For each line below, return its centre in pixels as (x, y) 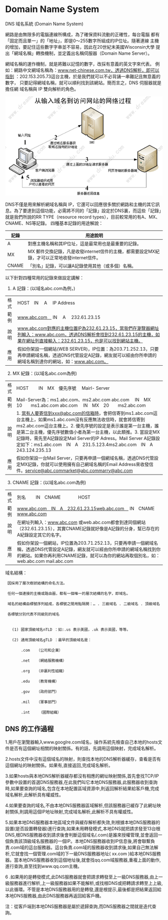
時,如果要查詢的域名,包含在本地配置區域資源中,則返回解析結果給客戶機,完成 (82, 788)
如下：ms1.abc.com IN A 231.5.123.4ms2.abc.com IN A (87, 444)
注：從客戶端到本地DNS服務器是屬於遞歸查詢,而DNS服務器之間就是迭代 (79, 906)
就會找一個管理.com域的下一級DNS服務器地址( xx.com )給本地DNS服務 (88, 853)
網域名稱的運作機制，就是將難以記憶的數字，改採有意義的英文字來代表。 (79, 64)
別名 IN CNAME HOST (54, 497)
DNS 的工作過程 (29, 729)
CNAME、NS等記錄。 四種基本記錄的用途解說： (54, 223)
